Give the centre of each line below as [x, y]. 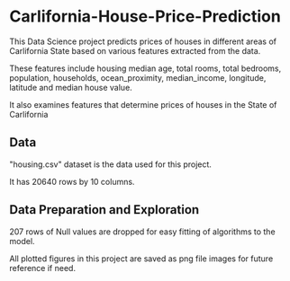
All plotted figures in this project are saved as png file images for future [141, 259]
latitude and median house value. [71, 87]
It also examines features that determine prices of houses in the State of [143, 104]
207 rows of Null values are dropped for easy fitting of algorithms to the [143, 232]
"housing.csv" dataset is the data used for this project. [110, 164]
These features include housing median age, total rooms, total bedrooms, [145, 68]
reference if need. [43, 268]
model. [22, 241]
